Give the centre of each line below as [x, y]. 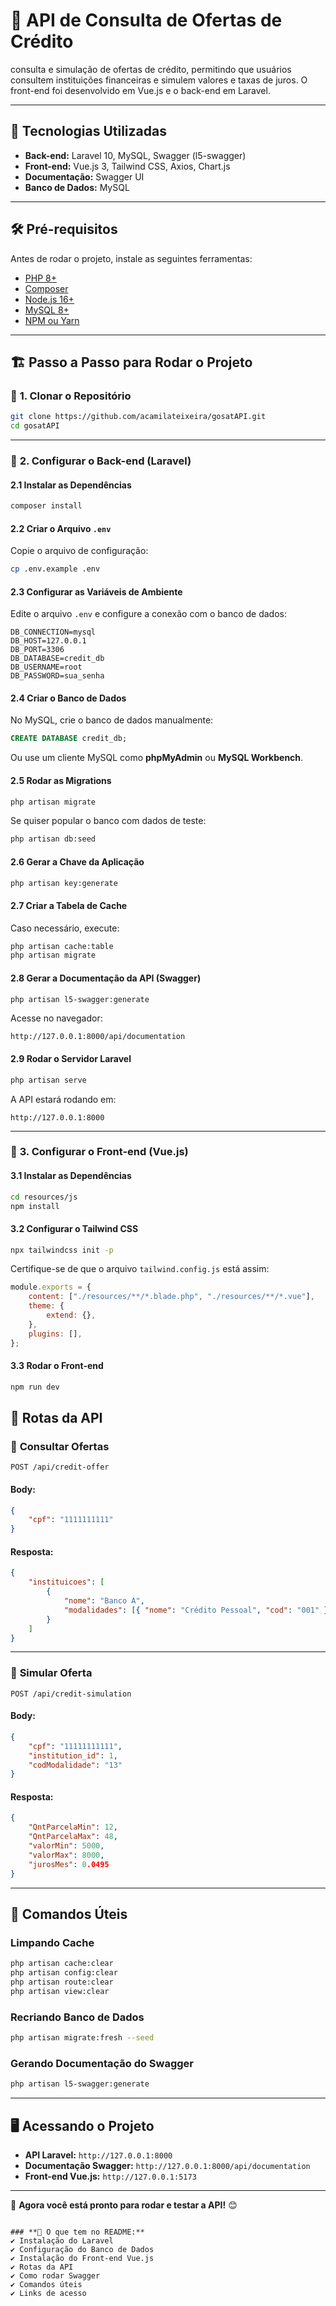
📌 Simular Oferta [51, 1673]
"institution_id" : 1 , [73, 1755]
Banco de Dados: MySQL [77, 187]
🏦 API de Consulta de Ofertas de [146, 20]
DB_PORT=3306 [37, 650]
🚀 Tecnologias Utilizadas [88, 131]
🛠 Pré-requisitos [64, 229]
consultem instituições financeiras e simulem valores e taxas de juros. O [159, 80]
